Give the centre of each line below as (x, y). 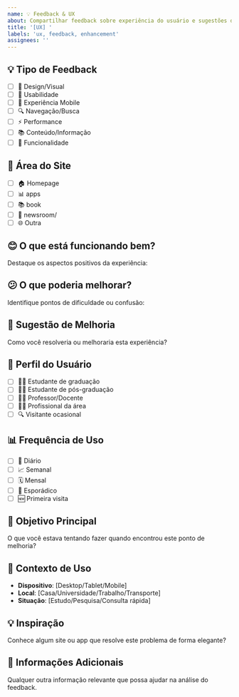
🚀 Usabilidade (38, 94)
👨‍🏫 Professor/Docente (50, 398)
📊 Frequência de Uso (56, 440)
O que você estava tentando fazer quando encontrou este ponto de (106, 538)
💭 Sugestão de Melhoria (61, 325)
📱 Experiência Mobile (49, 103)
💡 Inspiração (36, 623)
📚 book (29, 205)
